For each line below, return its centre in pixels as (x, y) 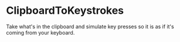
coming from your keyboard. (40, 32)
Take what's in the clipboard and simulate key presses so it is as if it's (90, 26)
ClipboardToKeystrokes (65, 11)
